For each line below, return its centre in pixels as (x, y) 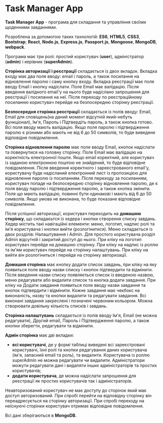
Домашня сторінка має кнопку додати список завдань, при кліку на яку (81, 264)
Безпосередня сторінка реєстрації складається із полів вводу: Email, (78, 111)
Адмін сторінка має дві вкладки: (40, 335)
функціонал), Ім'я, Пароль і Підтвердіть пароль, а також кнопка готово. (79, 122)
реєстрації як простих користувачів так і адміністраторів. (72, 381)
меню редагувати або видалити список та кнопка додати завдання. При (80, 280)
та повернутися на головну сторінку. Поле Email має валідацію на (74, 152)
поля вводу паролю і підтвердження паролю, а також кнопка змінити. (78, 188)
